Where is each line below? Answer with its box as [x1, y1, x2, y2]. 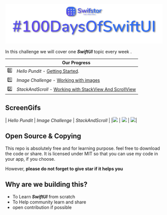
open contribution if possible [12, 204, 72, 210]
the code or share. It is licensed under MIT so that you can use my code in [5, 150, 158, 157]
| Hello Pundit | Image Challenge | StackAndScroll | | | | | [5, 118, 137, 124]
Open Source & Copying [5, 132, 81, 141]
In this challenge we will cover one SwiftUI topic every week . [5, 48, 132, 54]
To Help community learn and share [12, 199, 86, 205]
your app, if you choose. [5, 156, 55, 162]
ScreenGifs [5, 103, 41, 112]
